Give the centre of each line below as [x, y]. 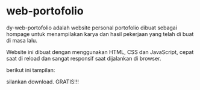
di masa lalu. [22, 40]
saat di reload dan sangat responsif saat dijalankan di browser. [84, 58]
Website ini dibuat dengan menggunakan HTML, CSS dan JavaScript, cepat [100, 52]
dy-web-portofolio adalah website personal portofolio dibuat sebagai [92, 28]
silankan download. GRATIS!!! [43, 82]
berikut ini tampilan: [31, 70]
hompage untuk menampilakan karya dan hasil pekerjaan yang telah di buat [100, 34]
